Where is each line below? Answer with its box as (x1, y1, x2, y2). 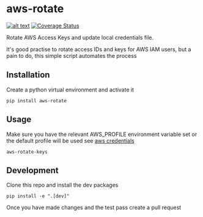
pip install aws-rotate (6, 98, 67, 104)
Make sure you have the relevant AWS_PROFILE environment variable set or (6, 130, 197, 138)
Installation (6, 69, 50, 80)
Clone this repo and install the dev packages (6, 182, 119, 189)
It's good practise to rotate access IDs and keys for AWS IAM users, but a (6, 45, 191, 53)
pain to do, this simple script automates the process (6, 52, 137, 59)
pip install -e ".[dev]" (6, 193, 70, 199)
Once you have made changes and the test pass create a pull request (6, 204, 182, 212)
